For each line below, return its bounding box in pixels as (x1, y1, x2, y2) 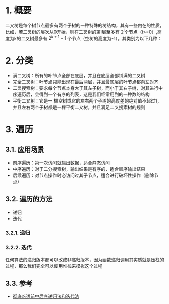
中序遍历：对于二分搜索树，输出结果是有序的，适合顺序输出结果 (12, 166, 145, 172)
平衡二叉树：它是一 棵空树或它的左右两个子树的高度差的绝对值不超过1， (12, 98, 162, 104)
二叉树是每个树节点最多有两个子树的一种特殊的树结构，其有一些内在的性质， (5, 22, 164, 28)
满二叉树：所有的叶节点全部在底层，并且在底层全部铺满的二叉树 (12, 73, 145, 79)
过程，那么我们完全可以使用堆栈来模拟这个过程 (5, 263, 102, 269)
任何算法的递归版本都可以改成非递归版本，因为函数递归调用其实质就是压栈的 (5, 257, 164, 263)
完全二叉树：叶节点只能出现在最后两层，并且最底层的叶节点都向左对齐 (12, 79, 159, 85)
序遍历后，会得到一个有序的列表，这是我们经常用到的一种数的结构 (12, 91, 150, 97)
